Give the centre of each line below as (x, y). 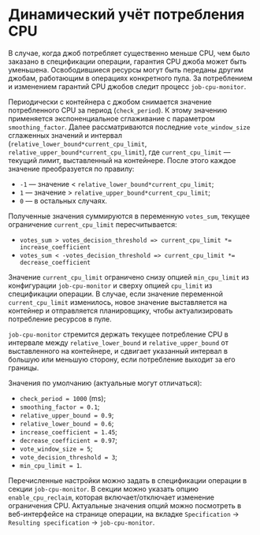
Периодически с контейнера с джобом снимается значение (110, 102)
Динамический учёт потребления (126, 15)
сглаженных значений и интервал (65, 135)
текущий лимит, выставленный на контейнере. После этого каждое (122, 160)
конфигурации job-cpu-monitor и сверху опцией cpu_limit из (110, 285)
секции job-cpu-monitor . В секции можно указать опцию (104, 489)
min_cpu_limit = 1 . (51, 465)
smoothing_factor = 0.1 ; (59, 407)
